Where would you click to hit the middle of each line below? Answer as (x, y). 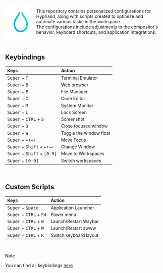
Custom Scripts (30, 187)
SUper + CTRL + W (26, 228)
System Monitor (77, 106)
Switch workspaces (81, 161)
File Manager (75, 92)
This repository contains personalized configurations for (94, 11)
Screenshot (73, 119)
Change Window (78, 147)
